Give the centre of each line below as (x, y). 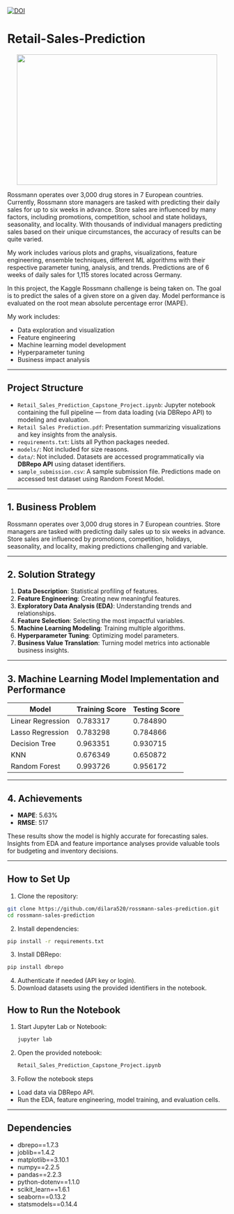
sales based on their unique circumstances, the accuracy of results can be (114, 231)
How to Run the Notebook (64, 1010)
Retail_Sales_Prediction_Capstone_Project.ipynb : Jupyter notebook (116, 404)
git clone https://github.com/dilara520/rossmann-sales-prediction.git (113, 908)
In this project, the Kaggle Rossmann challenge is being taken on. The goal (114, 288)
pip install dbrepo (36, 968)
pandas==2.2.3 (39, 1174)
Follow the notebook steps (55, 1078)
